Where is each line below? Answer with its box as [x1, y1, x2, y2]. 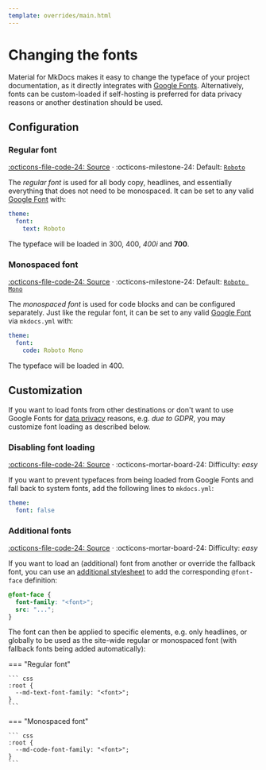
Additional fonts [8, 525, 71, 536]
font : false [15, 506, 56, 514]
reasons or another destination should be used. [8, 97, 164, 107]
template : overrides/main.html [8, 11, 112, 20]
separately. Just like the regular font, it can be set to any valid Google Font [8, 308, 252, 318]
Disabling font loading [8, 442, 95, 453]
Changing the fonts [8, 45, 138, 64]
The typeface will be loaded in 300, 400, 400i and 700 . [8, 239, 190, 249]
